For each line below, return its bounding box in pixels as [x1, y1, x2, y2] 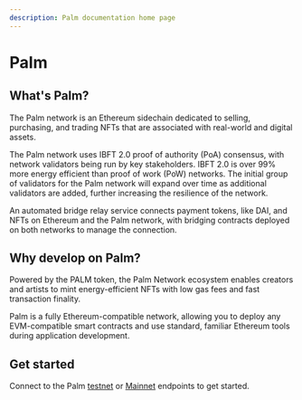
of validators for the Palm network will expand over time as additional [9, 177, 267, 188]
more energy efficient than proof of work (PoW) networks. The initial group [9, 168, 288, 179]
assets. [9, 131, 36, 142]
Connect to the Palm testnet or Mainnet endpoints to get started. [9, 381, 250, 392]
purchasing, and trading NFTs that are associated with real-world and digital [9, 121, 293, 132]
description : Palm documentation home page [9, 13, 176, 23]
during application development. [9, 330, 130, 341]
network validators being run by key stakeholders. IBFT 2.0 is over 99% [9, 158, 277, 169]
